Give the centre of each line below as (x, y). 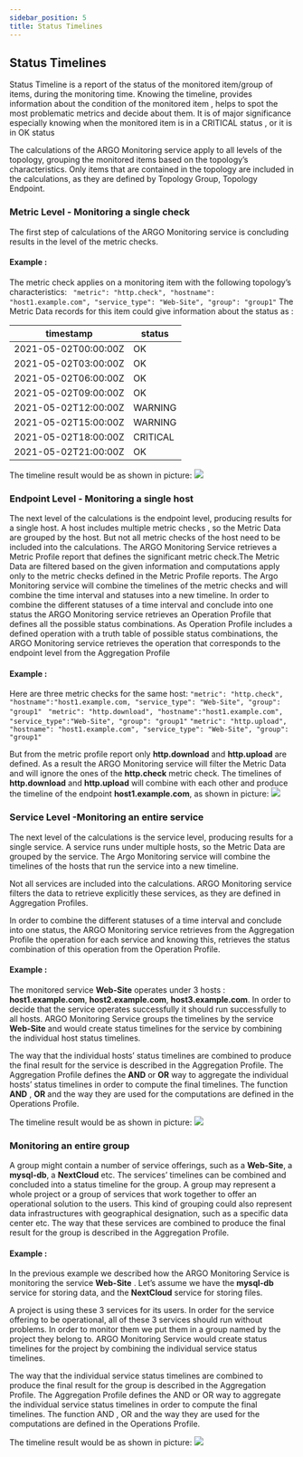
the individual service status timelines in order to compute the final (133, 1405)
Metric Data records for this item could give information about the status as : (151, 311)
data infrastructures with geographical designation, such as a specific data (149, 1214)
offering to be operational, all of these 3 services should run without (136, 1320)
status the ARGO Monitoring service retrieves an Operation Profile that (140, 614)
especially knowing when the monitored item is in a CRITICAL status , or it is (151, 123)
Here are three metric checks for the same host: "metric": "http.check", (147, 694)
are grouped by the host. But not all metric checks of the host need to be (145, 538)
